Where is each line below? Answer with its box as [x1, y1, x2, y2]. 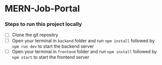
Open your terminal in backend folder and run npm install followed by [11, 38, 155, 44]
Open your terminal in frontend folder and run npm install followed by [11, 48, 157, 55]
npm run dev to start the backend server [11, 43, 94, 49]
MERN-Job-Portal [4, 3, 80, 14]
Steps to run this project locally [4, 21, 82, 28]
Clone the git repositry [11, 32, 58, 38]
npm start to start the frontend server [11, 54, 89, 60]
